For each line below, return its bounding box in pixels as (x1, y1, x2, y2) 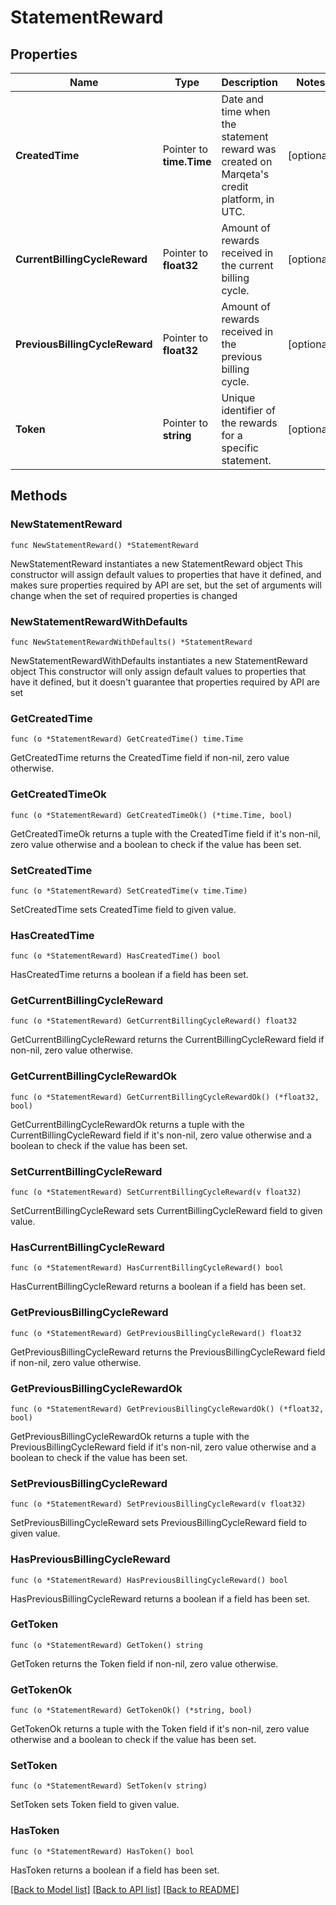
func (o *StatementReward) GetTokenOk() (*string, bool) (10, 1706, 253, 1716)
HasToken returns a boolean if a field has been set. (10, 1864, 220, 1876)
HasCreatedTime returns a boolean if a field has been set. (10, 969, 249, 981)
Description (221, 76, 278, 89)
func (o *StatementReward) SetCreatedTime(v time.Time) (10, 886, 248, 896)
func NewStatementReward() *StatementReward (10, 540, 199, 550)
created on (221, 155, 273, 168)
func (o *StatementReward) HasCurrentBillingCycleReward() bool (10, 1263, 284, 1273)
